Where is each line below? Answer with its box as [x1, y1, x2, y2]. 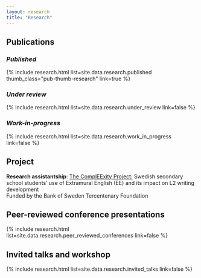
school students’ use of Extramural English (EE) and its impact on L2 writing [6, 179, 195, 186]
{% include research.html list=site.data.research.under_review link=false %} [6, 104, 196, 111]
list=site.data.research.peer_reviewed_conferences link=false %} [6, 232, 168, 239]
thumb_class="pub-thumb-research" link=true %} [6, 75, 131, 82]
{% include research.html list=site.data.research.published [6, 69, 152, 76]
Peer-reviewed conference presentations [6, 209, 165, 219]
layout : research [6, 8, 50, 15]
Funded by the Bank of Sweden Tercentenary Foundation [6, 192, 148, 199]
